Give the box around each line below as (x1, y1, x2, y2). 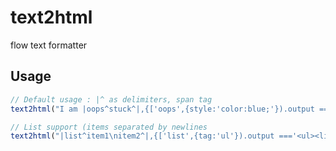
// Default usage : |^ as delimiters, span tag (10, 94, 213, 105)
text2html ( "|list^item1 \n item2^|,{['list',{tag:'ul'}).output (10, 131, 275, 141)
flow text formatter (10, 39, 88, 51)
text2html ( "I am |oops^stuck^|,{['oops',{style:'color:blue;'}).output (10, 104, 315, 114)
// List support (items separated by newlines (10, 122, 208, 132)
